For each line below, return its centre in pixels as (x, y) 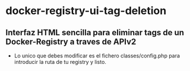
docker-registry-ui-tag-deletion (86, 11)
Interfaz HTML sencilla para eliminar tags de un (95, 33)
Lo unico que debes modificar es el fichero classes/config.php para (97, 56)
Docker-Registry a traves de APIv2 (71, 41)
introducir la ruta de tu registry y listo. (60, 62)
